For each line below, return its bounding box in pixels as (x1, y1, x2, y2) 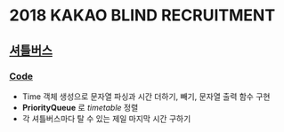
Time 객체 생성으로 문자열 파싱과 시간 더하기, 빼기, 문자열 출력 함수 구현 (21, 90, 271, 102)
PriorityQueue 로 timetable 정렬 (21, 102, 139, 113)
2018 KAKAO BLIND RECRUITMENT (9, 5, 276, 26)
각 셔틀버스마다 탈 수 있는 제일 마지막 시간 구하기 (21, 113, 191, 124)
